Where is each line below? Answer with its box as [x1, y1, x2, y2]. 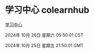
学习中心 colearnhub [5, 4, 90, 16]
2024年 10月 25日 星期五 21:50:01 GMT [5, 42, 84, 48]
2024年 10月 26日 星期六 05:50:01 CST [5, 32, 84, 38]
